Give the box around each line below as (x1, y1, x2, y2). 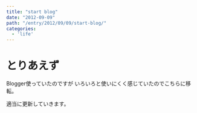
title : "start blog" (6, 8, 59, 15)
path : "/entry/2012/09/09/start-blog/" (6, 20, 107, 26)
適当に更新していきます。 (6, 100, 69, 108)
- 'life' (11, 31, 34, 37)
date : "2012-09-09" (6, 14, 56, 20)
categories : (6, 25, 36, 32)
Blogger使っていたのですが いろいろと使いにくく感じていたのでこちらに (6, 80, 186, 87)
